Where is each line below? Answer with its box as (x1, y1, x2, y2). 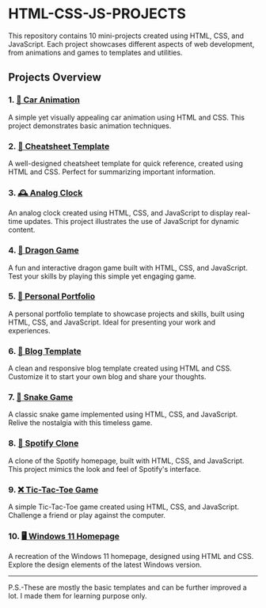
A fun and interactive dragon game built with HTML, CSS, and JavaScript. (8, 263, 248, 272)
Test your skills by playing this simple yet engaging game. (8, 271, 196, 281)
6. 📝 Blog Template (8, 345, 82, 356)
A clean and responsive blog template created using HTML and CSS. (8, 363, 232, 373)
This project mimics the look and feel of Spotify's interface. (8, 464, 202, 473)
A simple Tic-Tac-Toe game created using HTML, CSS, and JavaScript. (8, 502, 240, 511)
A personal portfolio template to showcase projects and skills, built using (8, 309, 245, 318)
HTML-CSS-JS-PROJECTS (8, 5, 186, 23)
